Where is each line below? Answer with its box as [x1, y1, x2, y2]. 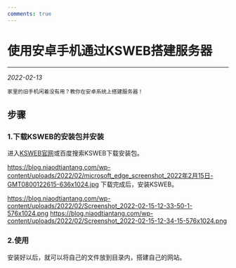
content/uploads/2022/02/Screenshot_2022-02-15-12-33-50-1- [7, 202, 193, 210]
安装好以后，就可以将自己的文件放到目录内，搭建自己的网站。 [7, 253, 186, 261]
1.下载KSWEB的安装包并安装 [7, 132, 104, 141]
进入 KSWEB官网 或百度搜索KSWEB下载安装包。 [7, 149, 144, 158]
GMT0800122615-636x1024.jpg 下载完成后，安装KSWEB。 [7, 180, 178, 189]
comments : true [7, 10, 52, 18]
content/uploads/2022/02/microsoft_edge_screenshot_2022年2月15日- [7, 172, 214, 180]
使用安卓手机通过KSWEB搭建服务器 [7, 43, 213, 58]
